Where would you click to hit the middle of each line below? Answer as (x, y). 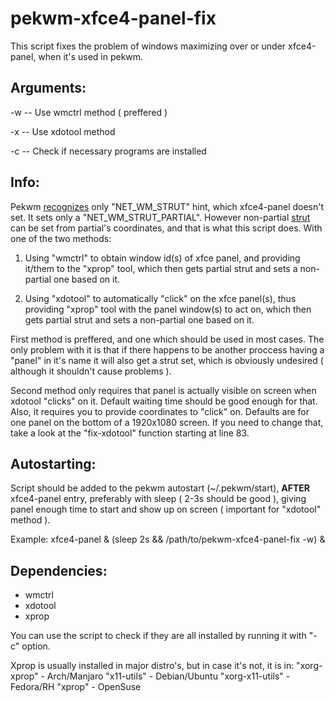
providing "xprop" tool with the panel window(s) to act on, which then (168, 309)
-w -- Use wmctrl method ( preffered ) (89, 112)
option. (36, 646)
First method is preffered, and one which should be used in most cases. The (167, 339)
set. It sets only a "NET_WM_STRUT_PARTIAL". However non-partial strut (160, 217)
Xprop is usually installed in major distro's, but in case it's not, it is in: (152, 666)
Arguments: (48, 88)
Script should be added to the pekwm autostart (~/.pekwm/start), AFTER (160, 488)
